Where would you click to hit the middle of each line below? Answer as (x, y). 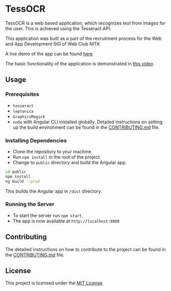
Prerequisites (22, 94)
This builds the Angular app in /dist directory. (54, 191)
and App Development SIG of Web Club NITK (53, 43)
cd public (16, 172)
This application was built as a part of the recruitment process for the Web (83, 38)
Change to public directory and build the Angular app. (70, 162)
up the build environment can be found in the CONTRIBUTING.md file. (86, 127)
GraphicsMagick (29, 117)
